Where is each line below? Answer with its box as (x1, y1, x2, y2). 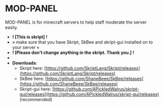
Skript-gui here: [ (19, 86, 54, 92)
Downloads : (12, 60, 38, 66)
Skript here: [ (19, 65, 46, 71)
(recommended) (19, 96, 52, 102)
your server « (12, 44, 40, 50)
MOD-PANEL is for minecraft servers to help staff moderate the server (5, 19, 147, 25)
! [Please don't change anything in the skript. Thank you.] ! (12, 50, 135, 55)
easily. (5, 24, 18, 30)
